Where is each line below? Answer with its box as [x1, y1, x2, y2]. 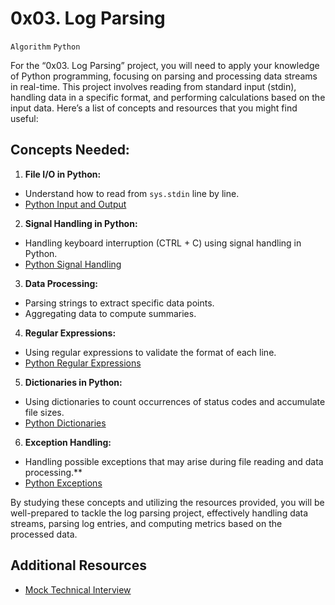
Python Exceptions [24, 477, 103, 489]
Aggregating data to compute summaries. [24, 307, 197, 319]
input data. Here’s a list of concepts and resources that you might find [10, 102, 298, 114]
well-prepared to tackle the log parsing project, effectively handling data [10, 507, 309, 519]
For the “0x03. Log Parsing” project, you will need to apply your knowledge [10, 59, 320, 71]
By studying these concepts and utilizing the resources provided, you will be [10, 496, 325, 508]
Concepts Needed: [10, 142, 130, 159]
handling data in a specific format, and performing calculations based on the [10, 91, 326, 103]
